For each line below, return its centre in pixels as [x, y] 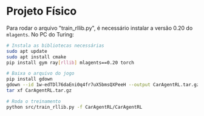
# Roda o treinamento [34, 101]
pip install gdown [29, 79]
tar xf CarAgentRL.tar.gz [39, 90]
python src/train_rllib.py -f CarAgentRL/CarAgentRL [74, 107]
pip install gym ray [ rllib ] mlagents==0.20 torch [70, 63]
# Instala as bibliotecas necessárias [55, 46]
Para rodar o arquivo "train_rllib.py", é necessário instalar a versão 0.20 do [100, 28]
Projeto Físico [42, 11]
